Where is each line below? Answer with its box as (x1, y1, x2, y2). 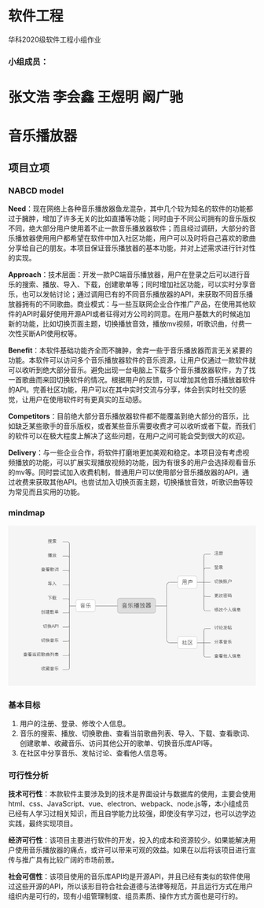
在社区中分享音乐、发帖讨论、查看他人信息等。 (19, 748, 171, 758)
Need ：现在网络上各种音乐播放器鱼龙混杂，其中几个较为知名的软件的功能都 (8, 204, 254, 213)
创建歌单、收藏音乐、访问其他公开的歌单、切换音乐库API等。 (19, 738, 218, 747)
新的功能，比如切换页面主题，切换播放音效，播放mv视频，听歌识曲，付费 (8, 319, 245, 328)
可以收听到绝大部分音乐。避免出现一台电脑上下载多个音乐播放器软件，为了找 (8, 365, 256, 375)
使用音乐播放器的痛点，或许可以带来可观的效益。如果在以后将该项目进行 (14, 845, 249, 854)
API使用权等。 (35, 328, 82, 338)
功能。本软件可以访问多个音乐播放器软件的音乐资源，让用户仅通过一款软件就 (8, 355, 256, 364)
